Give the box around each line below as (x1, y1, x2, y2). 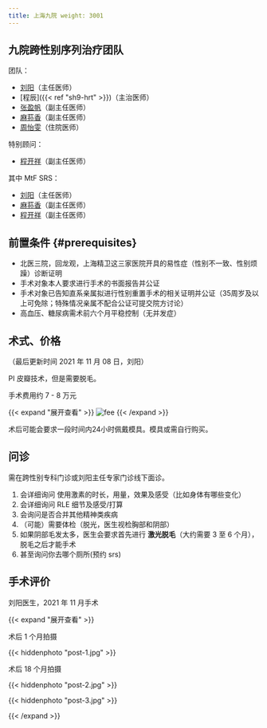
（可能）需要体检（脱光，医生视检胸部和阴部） (19, 519, 174, 529)
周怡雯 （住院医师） (19, 123, 84, 132)
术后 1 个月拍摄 (8, 632, 57, 641)
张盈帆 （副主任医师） (19, 103, 90, 112)
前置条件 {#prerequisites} (8, 236, 137, 250)
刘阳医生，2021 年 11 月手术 (8, 597, 99, 607)
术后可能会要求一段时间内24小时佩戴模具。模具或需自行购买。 (8, 424, 213, 435)
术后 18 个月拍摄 (8, 663, 62, 674)
